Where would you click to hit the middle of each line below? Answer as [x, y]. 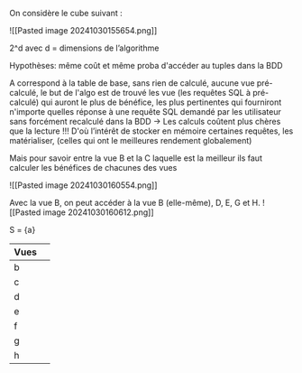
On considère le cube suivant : [66, 13]
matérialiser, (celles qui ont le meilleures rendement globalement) [131, 140]
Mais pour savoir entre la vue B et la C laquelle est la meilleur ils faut [136, 158]
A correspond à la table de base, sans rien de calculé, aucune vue [132, 83]
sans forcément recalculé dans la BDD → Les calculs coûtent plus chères [145, 121]
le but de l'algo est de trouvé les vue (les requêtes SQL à [145, 93]
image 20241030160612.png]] [98, 212]
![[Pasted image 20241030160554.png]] [83, 185]
